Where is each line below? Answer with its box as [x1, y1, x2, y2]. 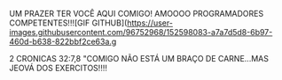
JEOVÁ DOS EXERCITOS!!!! [9, 62, 108, 73]
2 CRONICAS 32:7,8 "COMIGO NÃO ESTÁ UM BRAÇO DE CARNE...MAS [9, 54, 269, 63]
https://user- [127, 18, 173, 28]
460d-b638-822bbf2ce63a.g [9, 36, 117, 47]
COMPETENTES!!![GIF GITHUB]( [9, 18, 128, 28]
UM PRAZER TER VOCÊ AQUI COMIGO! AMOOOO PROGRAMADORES [9, 9, 264, 18]
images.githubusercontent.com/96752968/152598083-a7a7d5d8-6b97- [9, 27, 273, 37]
